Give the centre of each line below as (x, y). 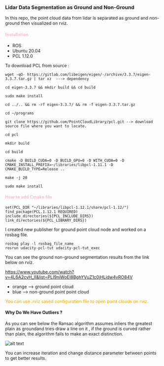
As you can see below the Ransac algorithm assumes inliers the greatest (79, 323)
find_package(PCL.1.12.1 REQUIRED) (42, 212)
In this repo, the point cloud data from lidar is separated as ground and (77, 18)
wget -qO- (15, 74)
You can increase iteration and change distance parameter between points (81, 353)
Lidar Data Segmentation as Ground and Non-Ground (70, 7)
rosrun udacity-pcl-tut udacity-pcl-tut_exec (52, 248)
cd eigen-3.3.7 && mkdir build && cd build (50, 87)
